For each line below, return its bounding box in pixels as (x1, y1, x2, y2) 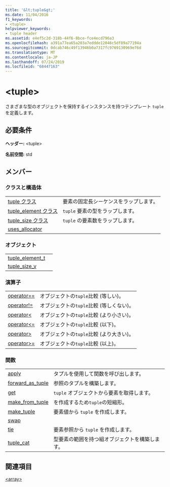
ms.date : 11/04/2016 (5, 12, 49, 17)
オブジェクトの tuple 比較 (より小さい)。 (39, 312, 134, 319)
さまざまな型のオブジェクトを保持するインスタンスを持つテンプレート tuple (5, 104, 164, 110)
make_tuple (8, 408, 35, 415)
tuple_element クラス (8, 207, 58, 214)
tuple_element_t (8, 254, 46, 262)
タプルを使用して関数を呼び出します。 (53, 370, 144, 377)
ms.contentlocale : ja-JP (5, 54, 58, 60)
